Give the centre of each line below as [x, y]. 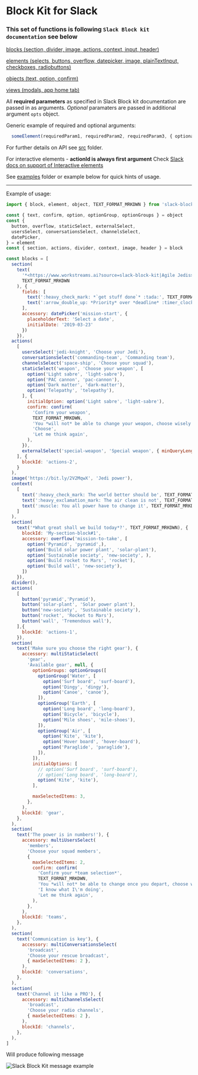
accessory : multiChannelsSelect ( [63, 999]
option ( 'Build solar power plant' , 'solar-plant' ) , [92, 550]
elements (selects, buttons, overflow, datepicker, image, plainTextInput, [93, 61]
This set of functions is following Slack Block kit [78, 30]
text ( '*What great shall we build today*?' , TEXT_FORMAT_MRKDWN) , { [103, 528]
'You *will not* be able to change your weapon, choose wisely [112, 423]
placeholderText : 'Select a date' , [71, 319]
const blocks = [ [27, 259]
